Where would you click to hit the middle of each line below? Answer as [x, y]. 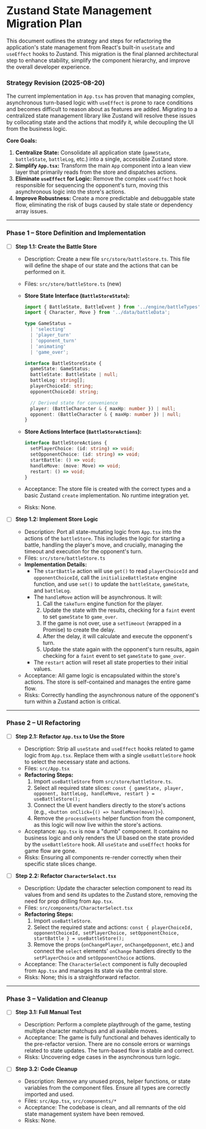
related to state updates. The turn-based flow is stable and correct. [109, 1050]
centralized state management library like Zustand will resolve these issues [101, 116]
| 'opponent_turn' [53, 341]
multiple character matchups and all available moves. [91, 1031]
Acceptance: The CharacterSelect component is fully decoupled [106, 964]
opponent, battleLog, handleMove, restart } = [94, 794]
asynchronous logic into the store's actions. [70, 192]
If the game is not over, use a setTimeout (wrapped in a [112, 623]
